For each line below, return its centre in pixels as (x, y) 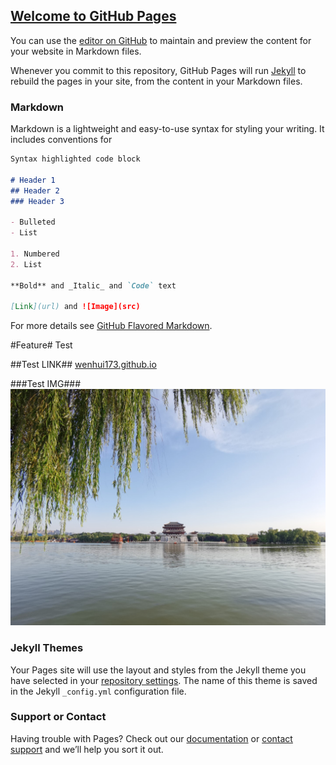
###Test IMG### (46, 384)
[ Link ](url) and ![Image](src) (75, 307)
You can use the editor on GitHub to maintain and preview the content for (161, 40)
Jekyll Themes (47, 648)
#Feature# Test (41, 345)
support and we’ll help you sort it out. (87, 749)
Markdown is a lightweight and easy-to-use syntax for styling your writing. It (167, 129)
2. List (26, 264)
